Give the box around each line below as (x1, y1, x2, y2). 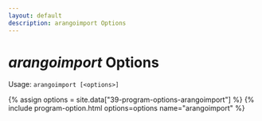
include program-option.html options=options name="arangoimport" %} (8, 103, 245, 113)
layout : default (8, 11, 62, 20)
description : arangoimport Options (8, 19, 127, 27)
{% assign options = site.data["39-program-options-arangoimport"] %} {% (8, 95, 255, 104)
